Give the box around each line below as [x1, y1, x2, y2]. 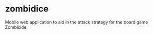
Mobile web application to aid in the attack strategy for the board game [5, 19, 148, 25]
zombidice [5, 3, 49, 14]
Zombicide [5, 24, 27, 30]
